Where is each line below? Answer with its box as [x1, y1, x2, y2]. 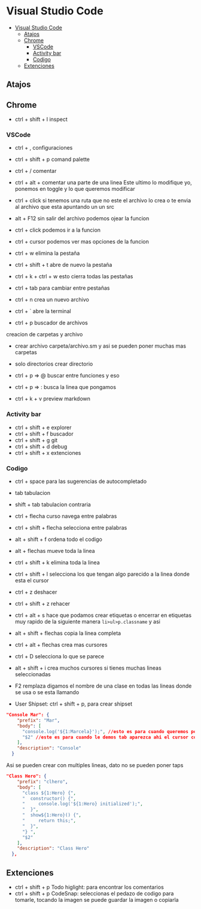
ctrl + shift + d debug [14, 443, 68, 450]
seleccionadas [14, 671, 51, 678]
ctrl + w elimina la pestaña [14, 250, 80, 257]
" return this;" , [22, 818, 77, 824]
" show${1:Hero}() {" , [22, 812, 82, 818]
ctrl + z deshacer [14, 588, 57, 596]
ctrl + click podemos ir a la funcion [14, 226, 100, 234]
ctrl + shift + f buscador [14, 430, 74, 437]
